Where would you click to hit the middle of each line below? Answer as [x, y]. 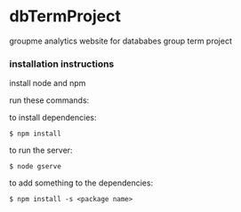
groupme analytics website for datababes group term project [121, 41]
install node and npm [48, 83]
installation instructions [62, 64]
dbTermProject [65, 16]
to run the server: [41, 150]
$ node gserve [36, 167]
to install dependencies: [53, 118]
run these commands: [49, 100]
